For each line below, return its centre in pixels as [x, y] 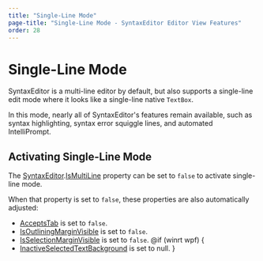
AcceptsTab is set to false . [64, 223]
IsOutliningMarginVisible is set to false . [84, 232]
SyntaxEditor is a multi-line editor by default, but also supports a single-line [131, 91]
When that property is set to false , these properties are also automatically [129, 199]
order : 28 [24, 30]
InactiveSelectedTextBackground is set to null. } [97, 248]
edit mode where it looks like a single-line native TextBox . [101, 100]
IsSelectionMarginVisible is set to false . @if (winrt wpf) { [112, 240]
